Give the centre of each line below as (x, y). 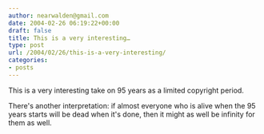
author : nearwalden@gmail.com (59, 16)
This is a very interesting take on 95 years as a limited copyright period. (126, 90)
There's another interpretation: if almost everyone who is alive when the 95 (132, 105)
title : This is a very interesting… (69, 38)
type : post (26, 45)
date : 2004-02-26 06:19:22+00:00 (64, 23)
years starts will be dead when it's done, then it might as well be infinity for (132, 114)
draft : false (30, 30)
